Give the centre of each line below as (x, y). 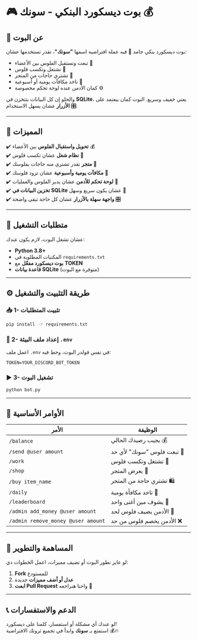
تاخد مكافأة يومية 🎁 (134, 492)
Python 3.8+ (30, 251)
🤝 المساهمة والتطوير (40, 548)
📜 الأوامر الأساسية (35, 414)
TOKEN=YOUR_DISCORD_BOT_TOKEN (43, 363)
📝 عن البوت (25, 37)
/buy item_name (30, 482)
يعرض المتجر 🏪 (129, 471)
